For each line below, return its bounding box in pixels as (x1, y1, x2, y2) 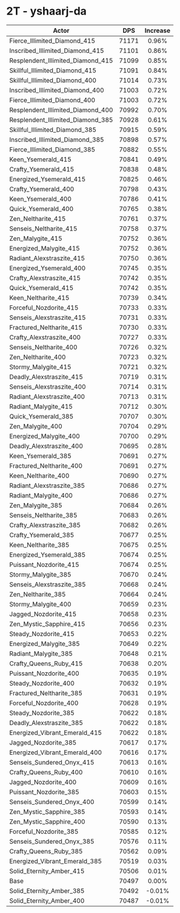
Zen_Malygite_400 (9, 422, 62, 430)
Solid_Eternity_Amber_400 (9, 896, 85, 904)
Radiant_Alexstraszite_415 (9, 254, 85, 262)
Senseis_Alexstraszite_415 (9, 313, 86, 322)
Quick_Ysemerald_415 (9, 283, 74, 292)
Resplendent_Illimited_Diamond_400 (9, 105, 113, 114)
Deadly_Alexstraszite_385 (9, 718, 84, 727)
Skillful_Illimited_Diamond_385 (9, 125, 97, 134)
